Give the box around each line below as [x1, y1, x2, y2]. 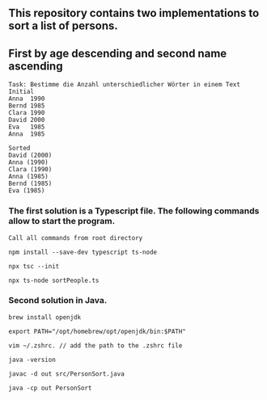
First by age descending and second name [8, 46, 227, 60]
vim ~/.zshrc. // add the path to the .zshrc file [8, 341, 183, 350]
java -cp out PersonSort [8, 384, 92, 392]
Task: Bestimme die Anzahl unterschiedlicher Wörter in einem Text [8, 81, 241, 89]
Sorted [8, 145, 31, 153]
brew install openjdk [8, 313, 82, 322]
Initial [8, 88, 35, 96]
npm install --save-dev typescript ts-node [8, 248, 158, 256]
